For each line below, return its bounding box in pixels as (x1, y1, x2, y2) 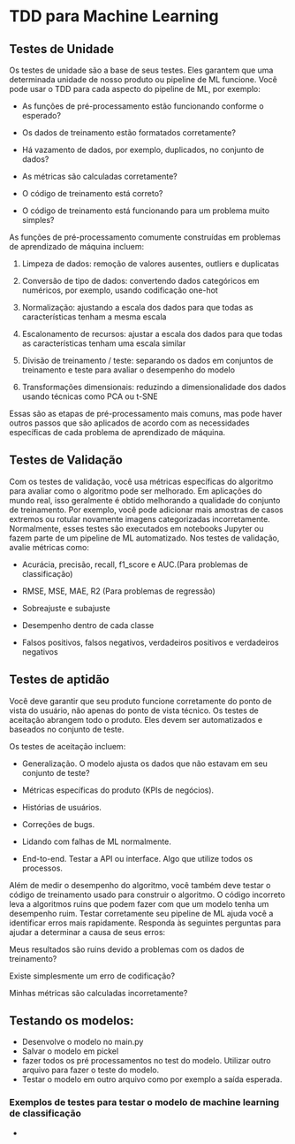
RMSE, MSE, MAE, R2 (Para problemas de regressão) (21, 586, 216, 596)
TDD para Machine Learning (9, 6, 219, 27)
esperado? (21, 111, 62, 120)
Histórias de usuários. (21, 802, 102, 812)
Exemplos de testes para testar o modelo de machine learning (9, 1096, 280, 1109)
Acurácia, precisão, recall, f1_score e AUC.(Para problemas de (21, 559, 249, 570)
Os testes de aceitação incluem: (9, 741, 126, 751)
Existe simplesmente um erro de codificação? (9, 971, 175, 981)
